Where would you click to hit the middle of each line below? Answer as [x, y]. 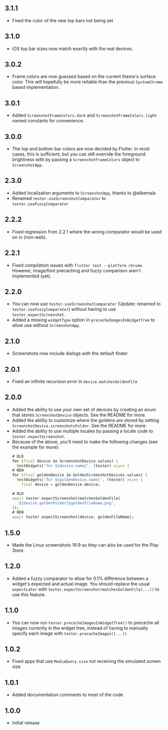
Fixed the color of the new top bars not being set [63, 20]
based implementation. [36, 87]
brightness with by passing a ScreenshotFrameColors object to [76, 160]
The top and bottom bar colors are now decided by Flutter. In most [81, 149]
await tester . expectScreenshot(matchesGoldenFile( [66, 498]
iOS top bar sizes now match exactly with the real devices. [72, 48]
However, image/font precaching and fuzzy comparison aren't [76, 270]
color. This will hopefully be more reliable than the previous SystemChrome [87, 82]
